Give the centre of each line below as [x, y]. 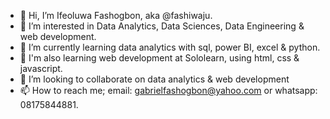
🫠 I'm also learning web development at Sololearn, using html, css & [159, 58]
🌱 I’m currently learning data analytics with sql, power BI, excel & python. [170, 47]
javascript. [41, 68]
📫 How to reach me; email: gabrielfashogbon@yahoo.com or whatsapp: [168, 90]
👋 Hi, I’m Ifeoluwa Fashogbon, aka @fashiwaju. [116, 15]
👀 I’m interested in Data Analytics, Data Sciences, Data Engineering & [162, 26]
